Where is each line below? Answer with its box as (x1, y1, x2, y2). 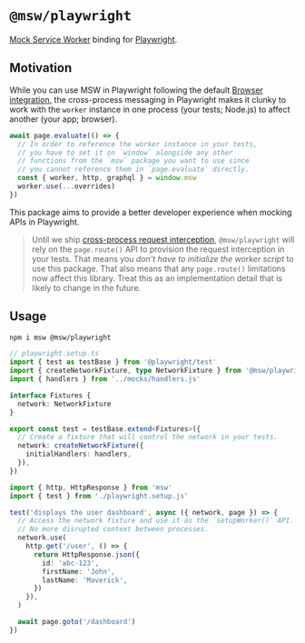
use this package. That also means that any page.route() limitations (31, 263, 286, 274)
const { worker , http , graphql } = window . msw (17, 174, 197, 183)
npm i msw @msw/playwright (9, 333, 112, 342)
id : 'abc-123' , (42, 558, 100, 568)
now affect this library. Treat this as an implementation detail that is (31, 272, 283, 284)
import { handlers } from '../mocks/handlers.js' (9, 375, 202, 384)
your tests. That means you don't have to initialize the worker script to (31, 253, 294, 264)
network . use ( (17, 533, 67, 543)
